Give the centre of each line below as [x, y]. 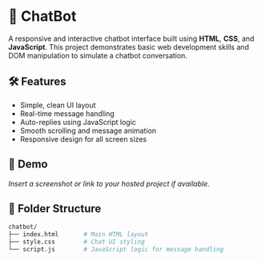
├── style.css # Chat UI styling [77, 242]
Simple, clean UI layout [58, 105]
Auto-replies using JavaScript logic [78, 122]
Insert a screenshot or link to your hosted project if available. [109, 183]
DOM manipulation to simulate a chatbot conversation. [98, 55]
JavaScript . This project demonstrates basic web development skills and [129, 46]
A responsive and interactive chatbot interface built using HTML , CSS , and [131, 38]
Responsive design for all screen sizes [83, 139]
